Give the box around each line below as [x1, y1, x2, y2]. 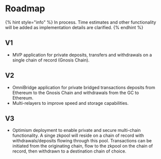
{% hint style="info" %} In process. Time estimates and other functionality [5, 19, 157, 25]
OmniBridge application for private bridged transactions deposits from [12, 84, 156, 90]
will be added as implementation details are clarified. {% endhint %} [5, 24, 144, 30]
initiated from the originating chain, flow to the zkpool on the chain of [12, 143, 153, 149]
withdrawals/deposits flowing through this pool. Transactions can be [12, 138, 152, 144]
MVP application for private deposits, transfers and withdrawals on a [12, 52, 152, 58]
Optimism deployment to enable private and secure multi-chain [12, 127, 141, 133]
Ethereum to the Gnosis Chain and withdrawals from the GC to [12, 90, 139, 95]
